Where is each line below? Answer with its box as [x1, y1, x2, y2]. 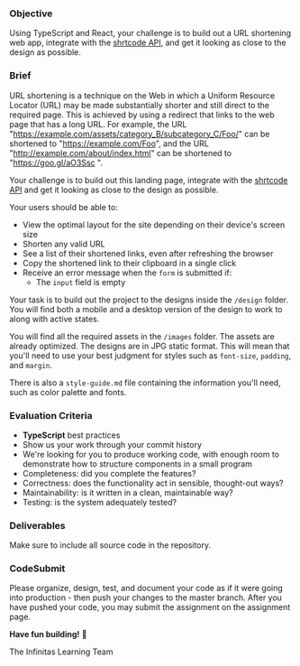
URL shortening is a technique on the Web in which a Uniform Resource [9, 89, 276, 101]
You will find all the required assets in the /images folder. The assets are [9, 330, 275, 341]
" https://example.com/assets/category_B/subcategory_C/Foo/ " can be [9, 128, 270, 139]
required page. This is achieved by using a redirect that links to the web [9, 109, 275, 120]
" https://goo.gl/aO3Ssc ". [9, 157, 104, 168]
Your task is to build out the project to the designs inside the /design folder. [9, 294, 288, 305]
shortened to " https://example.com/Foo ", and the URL [9, 138, 209, 149]
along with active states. [9, 313, 100, 324]
